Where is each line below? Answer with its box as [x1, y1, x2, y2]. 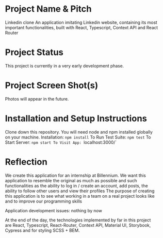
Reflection [5, 156, 48, 167]
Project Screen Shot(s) [5, 80, 98, 91]
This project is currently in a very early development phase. [5, 63, 124, 68]
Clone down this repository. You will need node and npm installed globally [5, 129, 153, 135]
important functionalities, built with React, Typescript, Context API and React [5, 24, 158, 30]
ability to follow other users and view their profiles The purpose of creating [5, 188, 155, 194]
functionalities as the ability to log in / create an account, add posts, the [5, 183, 148, 188]
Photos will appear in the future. [5, 96, 69, 102]
